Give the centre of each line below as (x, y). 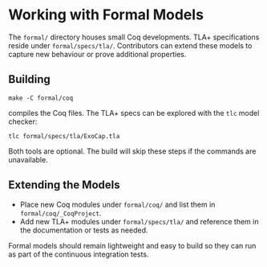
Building (29, 79)
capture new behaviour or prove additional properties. (97, 54)
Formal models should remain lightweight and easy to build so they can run (132, 245)
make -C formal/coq (41, 98)
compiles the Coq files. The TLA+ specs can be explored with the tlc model (134, 113)
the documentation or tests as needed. (84, 230)
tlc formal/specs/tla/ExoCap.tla (64, 136)
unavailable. (28, 159)
